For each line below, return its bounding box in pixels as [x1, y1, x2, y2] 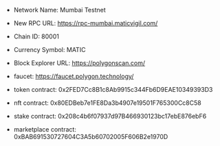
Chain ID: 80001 [13, 32, 60, 40]
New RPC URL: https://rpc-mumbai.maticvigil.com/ [13, 19, 158, 27]
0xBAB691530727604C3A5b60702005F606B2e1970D [13, 133, 168, 141]
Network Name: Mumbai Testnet [13, 6, 106, 14]
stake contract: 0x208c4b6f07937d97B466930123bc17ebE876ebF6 [13, 112, 207, 120]
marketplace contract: [13, 125, 77, 133]
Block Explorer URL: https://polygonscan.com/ [13, 59, 146, 67]
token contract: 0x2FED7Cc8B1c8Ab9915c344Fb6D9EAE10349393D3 [13, 86, 213, 93]
